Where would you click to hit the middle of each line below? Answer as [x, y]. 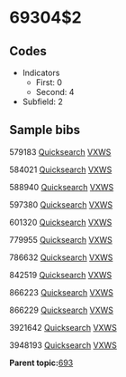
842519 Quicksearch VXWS [61, 275]
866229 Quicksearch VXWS [62, 310]
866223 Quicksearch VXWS [62, 292]
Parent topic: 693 [41, 362]
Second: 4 [55, 92]
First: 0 [49, 82]
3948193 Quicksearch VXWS [63, 345]
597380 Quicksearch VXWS [61, 204]
